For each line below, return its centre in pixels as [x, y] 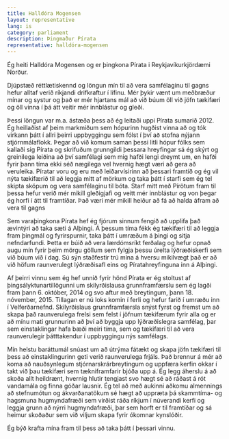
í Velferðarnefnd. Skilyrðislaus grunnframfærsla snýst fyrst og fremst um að [113, 307]
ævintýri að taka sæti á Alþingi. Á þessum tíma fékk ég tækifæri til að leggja [113, 228]
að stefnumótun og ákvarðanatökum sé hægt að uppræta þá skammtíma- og [114, 393]
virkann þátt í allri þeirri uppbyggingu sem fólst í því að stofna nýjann [104, 135]
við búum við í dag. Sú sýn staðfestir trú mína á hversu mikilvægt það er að [112, 257]
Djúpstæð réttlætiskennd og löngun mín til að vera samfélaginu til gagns [108, 85]
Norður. [18, 72]
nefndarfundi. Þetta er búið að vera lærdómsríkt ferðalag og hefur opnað [109, 243]
